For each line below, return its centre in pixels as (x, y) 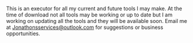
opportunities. (23, 34)
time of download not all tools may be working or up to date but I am (89, 15)
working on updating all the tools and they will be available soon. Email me (97, 21)
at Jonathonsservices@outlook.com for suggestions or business (85, 27)
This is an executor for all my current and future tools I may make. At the (94, 9)
